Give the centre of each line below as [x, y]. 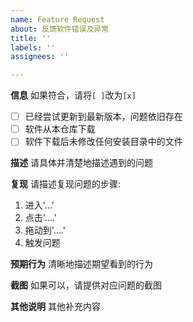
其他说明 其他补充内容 [55, 307]
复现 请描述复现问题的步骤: [65, 184]
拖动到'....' [45, 230]
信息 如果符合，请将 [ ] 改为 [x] [73, 95]
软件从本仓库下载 [60, 129]
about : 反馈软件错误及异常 [60, 29]
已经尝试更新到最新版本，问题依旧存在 [103, 117]
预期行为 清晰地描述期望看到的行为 [81, 264]
